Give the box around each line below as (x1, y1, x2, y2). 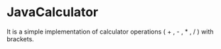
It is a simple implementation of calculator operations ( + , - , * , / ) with (6, 27, 214, 36)
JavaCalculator (6, 4, 99, 20)
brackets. (6, 34, 35, 43)
